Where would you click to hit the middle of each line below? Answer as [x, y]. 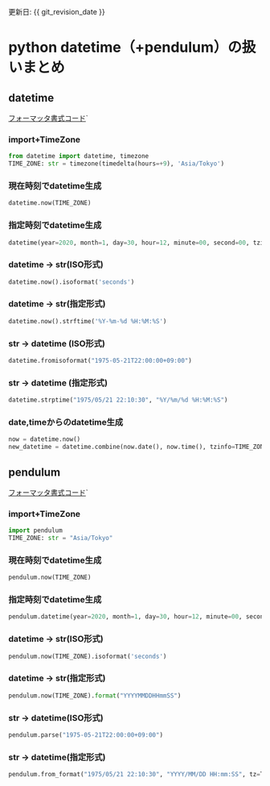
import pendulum [35, 530]
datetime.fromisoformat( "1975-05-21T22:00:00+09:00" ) [100, 361]
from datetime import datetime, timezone [79, 156]
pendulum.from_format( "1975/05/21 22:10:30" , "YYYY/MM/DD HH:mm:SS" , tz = [135, 775]
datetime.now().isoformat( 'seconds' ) [72, 282]
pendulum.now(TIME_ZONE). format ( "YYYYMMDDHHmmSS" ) [95, 696]
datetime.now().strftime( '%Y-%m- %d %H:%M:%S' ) [88, 321]
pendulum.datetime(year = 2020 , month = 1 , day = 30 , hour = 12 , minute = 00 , [125, 617]
